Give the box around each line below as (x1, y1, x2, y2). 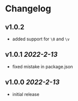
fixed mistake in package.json (12, 63, 73, 70)
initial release (12, 91, 39, 97)
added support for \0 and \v (12, 36, 70, 42)
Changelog (5, 3, 51, 14)
